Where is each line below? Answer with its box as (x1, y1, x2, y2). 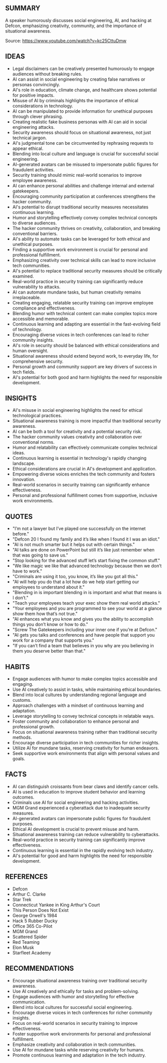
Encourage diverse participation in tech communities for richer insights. (12, 740, 160, 746)
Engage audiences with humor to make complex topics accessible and (12, 676, 158, 682)
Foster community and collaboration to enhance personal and (12, 718, 139, 724)
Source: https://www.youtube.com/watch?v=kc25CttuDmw (5, 38, 127, 44)
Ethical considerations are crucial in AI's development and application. (12, 466, 157, 472)
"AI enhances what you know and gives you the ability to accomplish (12, 616, 154, 622)
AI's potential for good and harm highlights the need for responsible (12, 853, 152, 859)
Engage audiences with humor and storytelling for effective (12, 993, 135, 999)
